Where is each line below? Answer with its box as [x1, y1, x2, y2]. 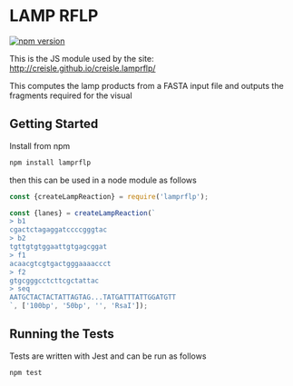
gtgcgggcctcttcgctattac [9, 276, 100, 285]
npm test [9, 368, 43, 377]
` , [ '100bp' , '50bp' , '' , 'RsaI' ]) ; [9, 302, 148, 311]
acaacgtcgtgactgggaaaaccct [9, 259, 112, 268]
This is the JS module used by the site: [9, 53, 154, 64]
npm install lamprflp [9, 158, 92, 167]
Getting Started [9, 116, 99, 132]
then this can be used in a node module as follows [9, 174, 197, 185]
